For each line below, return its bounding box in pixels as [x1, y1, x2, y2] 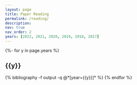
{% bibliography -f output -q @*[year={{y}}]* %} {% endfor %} [5, 74, 133, 80]
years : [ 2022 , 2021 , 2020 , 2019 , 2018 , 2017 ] [5, 34, 99, 39]
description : [5, 20, 32, 26]
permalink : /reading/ [5, 16, 49, 21]
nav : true [5, 25, 25, 30]
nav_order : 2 [5, 30, 32, 34]
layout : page [5, 7, 32, 12]
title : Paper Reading [5, 12, 49, 17]
